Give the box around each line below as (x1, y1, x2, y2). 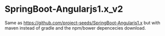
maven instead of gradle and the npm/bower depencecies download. (4, 25, 146, 31)
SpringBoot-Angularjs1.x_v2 (4, 3, 123, 15)
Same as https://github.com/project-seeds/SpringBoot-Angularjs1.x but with (4, 20, 161, 26)
